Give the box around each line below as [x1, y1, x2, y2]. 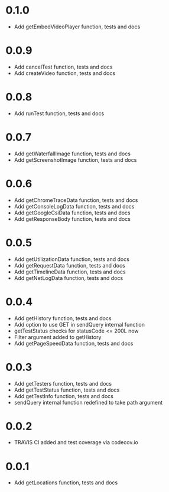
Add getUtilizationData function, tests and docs [14, 255, 129, 263]
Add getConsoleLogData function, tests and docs [14, 203, 135, 210]
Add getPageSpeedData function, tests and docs [14, 340, 134, 347]
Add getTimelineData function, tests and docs [14, 268, 126, 275]
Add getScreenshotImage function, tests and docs [14, 156, 137, 163]
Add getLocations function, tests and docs [14, 479, 118, 486]
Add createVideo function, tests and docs [14, 69, 116, 77]
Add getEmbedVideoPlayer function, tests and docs [14, 23, 141, 30]
